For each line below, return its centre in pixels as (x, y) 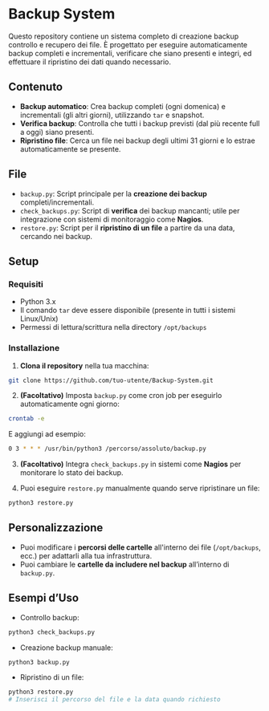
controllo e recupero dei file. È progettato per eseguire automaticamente (128, 44)
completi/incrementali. (57, 202)
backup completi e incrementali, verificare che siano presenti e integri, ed (130, 53)
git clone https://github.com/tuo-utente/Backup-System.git (111, 380)
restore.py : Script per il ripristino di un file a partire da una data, (127, 228)
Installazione (34, 348)
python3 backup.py (39, 662)
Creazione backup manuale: (67, 648)
